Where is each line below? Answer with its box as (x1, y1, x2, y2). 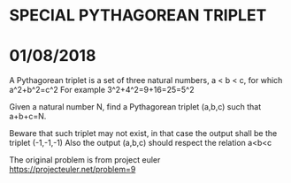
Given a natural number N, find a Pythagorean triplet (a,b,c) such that (9, 102, 262, 112)
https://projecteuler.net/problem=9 (9, 164, 136, 175)
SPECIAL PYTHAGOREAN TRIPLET (9, 5, 267, 26)
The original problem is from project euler (9, 155, 161, 165)
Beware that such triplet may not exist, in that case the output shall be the (9, 128, 278, 139)
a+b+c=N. (9, 111, 47, 122)
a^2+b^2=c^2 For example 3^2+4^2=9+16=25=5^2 (9, 85, 195, 95)
